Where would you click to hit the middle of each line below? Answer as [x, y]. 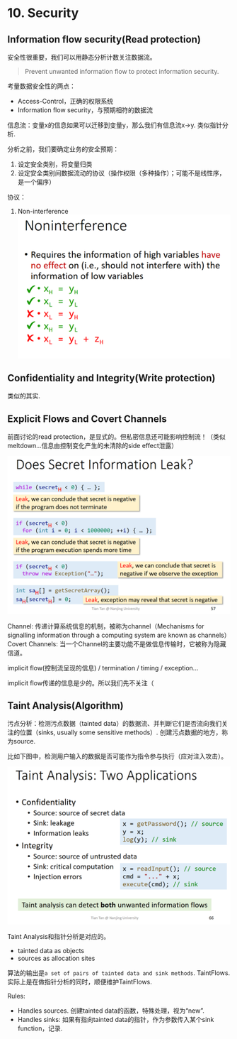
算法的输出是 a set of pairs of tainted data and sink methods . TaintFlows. [119, 973]
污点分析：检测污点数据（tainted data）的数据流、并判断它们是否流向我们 [115, 724]
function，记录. [40, 1028]
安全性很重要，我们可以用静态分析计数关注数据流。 [82, 57]
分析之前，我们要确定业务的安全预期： [63, 149]
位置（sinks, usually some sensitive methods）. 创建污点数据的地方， [121, 732]
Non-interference [43, 211]
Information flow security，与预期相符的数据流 [85, 110]
